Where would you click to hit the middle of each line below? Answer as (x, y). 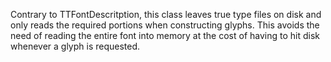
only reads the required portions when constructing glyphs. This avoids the (165, 25)
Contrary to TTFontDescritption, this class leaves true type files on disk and (166, 14)
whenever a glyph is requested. (75, 46)
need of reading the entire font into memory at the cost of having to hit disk (165, 35)
